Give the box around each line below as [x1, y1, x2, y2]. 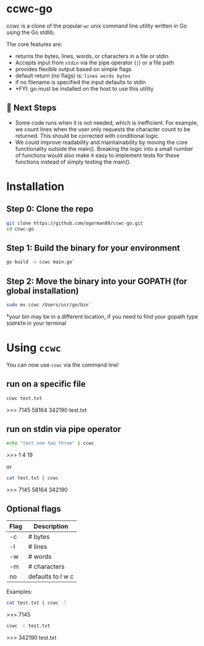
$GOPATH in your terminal [6, 319, 67, 327]
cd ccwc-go [6, 226, 34, 232]
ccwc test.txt [6, 395, 43, 401]
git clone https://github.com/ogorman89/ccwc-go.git [6, 220, 144, 226]
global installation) [6, 286, 79, 296]
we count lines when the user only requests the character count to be [15, 125, 191, 133]
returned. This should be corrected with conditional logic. [15, 132, 160, 139]
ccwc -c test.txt [6, 623, 51, 629]
